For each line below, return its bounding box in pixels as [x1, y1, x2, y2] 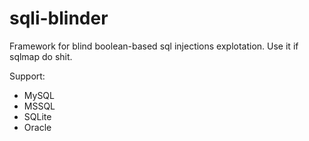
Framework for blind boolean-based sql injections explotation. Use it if [9, 40, 299, 52]
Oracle [23, 121, 52, 133]
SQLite [23, 110, 52, 122]
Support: [9, 70, 46, 82]
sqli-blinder [9, 7, 109, 30]
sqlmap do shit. [9, 50, 73, 62]
